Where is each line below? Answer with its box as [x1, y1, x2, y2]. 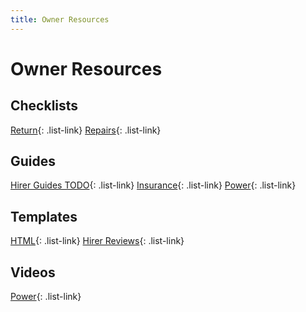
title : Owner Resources [10, 14, 110, 25]
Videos [10, 264, 56, 281]
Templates [10, 208, 78, 225]
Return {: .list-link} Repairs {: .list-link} [10, 124, 162, 136]
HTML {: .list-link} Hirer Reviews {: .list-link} [10, 235, 185, 247]
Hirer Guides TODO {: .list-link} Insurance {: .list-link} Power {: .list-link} [10, 179, 297, 191]
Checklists [10, 97, 79, 115]
